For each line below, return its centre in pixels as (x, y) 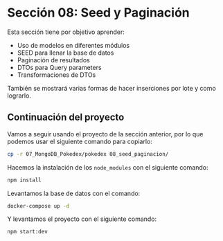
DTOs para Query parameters (59, 67)
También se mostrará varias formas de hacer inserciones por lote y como (111, 88)
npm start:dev (28, 232)
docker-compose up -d (38, 206)
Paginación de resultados (53, 60)
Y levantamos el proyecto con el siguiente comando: (82, 219)
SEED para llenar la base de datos (65, 53)
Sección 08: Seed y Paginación (99, 13)
